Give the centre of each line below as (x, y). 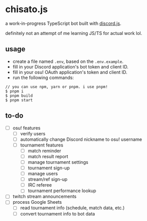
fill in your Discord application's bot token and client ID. (70, 66)
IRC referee (40, 185)
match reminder (45, 151)
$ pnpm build (19, 96)
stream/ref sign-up (48, 179)
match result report (48, 156)
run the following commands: (43, 78)
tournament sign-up (49, 168)
